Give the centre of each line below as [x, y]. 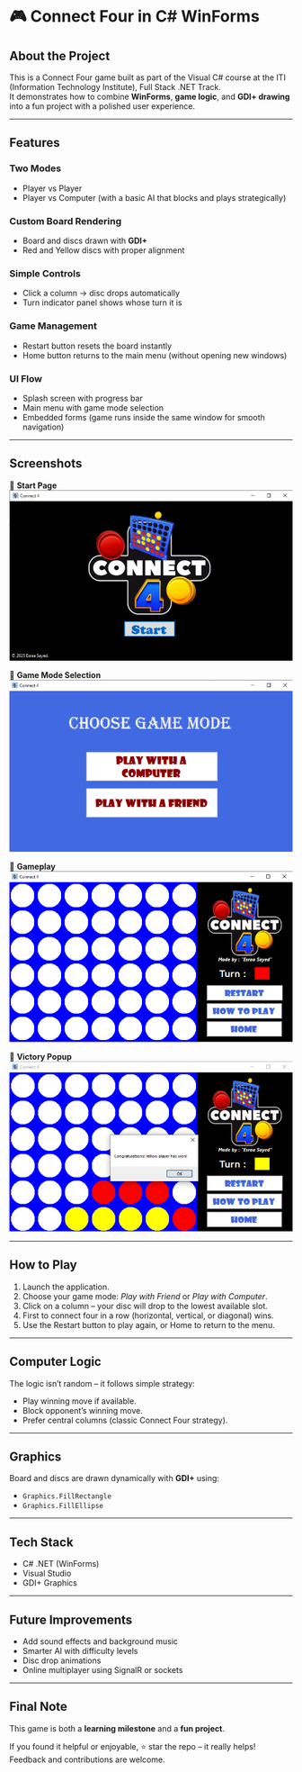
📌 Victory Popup [40, 1057]
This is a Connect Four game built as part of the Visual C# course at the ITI [147, 77]
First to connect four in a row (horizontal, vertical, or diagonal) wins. [148, 1315]
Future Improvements [71, 1619]
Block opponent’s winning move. [83, 1410]
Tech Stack [41, 1542]
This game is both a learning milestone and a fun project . [117, 1728]
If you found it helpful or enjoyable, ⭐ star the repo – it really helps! [133, 1746]
